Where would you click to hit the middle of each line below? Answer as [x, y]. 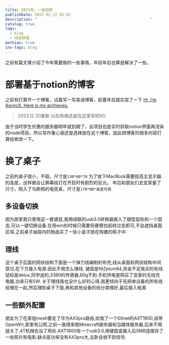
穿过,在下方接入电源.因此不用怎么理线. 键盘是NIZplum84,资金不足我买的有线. [84, 269]
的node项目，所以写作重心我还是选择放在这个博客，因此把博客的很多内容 [81, 133]
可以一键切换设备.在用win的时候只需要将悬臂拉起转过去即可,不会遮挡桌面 [87, 225]
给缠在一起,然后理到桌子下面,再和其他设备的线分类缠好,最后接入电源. [76, 287]
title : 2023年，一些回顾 [29, 10]
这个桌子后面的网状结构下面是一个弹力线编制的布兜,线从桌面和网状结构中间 [83, 262]
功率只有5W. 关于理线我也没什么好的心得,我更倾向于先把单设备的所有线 [89, 281]
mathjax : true [20, 43]
